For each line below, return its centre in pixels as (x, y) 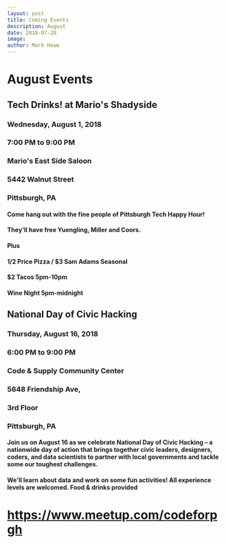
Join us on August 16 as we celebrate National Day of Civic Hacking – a (110, 442)
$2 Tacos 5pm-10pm (37, 277)
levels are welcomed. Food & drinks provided (72, 487)
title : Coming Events (38, 20)
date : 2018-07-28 (32, 33)
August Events (50, 79)
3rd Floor (23, 407)
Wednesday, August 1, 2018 (54, 124)
